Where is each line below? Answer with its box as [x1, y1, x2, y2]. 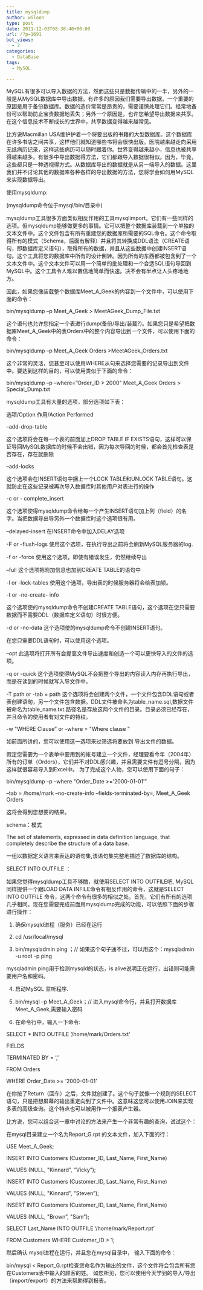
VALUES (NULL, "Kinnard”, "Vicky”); [6, 1166, 96, 1173]
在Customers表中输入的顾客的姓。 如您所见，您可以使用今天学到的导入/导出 [6, 1269, 196, 1277]
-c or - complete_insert [6, 495, 64, 502]
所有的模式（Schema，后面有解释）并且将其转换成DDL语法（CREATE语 [11, 237, 190, 245]
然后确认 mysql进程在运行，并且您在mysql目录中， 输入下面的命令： [6, 1249, 177, 1256]
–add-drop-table [6, 423, 48, 430]
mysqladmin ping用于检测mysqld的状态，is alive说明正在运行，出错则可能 [6, 965, 190, 972]
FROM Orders [6, 1066, 40, 1073]
